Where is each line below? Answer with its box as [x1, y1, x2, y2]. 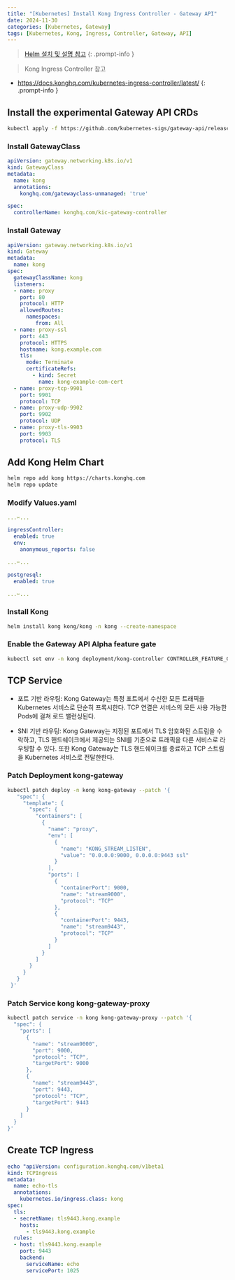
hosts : [20, 1221, 39, 1229]
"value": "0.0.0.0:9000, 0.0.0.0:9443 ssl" [60, 851, 190, 858]
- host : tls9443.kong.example [13, 1241, 101, 1248]
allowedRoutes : [20, 307, 64, 314]
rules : [13, 1234, 33, 1241]
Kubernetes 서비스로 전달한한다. [24, 753, 115, 761]
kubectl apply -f [7, 125, 58, 132]
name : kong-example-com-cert [38, 378, 124, 385]
